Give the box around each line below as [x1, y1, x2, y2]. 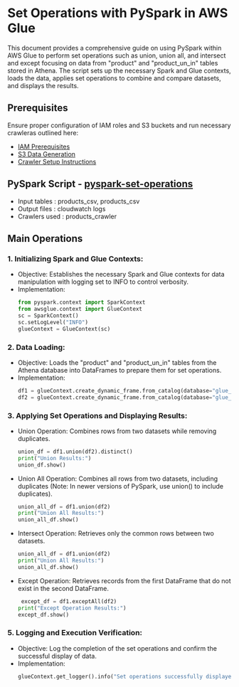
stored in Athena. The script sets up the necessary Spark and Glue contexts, [7, 66, 231, 75]
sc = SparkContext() [17, 312, 79, 319]
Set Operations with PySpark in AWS [7, 5, 228, 21]
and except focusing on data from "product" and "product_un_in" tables [7, 58, 218, 67]
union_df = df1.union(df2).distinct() [17, 448, 133, 455]
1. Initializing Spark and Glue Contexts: [7, 254, 144, 264]
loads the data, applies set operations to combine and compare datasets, [7, 73, 222, 82]
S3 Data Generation [17, 149, 76, 158]
